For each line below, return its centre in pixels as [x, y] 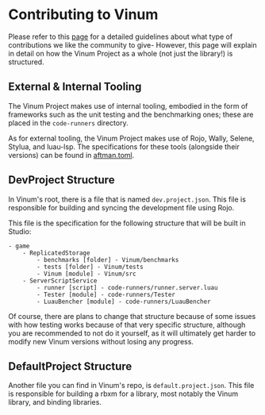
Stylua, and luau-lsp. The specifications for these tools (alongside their [124, 146]
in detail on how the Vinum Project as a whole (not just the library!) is [121, 53]
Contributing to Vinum [83, 15]
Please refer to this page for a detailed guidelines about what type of [121, 37]
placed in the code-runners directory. [68, 123]
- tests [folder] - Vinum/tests [90, 267]
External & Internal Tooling [75, 87]
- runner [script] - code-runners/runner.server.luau [127, 287]
